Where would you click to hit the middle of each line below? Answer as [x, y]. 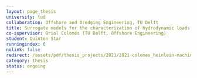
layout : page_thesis [31, 11]
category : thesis [27, 60]
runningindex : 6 [26, 45]
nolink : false [23, 50]
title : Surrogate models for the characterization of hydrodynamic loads [98, 28]
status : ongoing [26, 66]
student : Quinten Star [34, 39]
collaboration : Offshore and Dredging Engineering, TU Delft [82, 22]
